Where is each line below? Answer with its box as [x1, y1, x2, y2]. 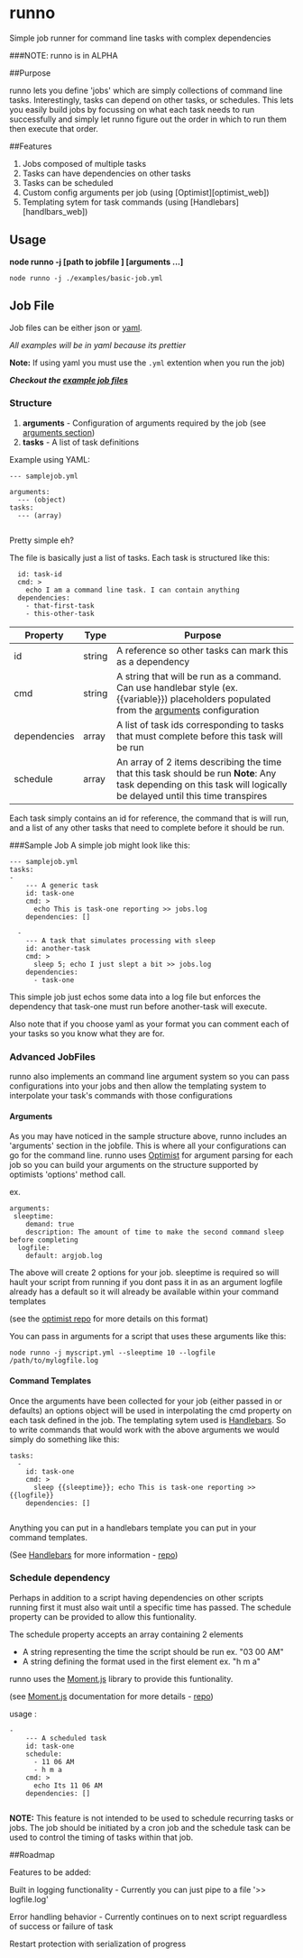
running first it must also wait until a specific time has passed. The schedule [9, 1602, 291, 1613]
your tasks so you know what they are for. [9, 1027, 165, 1039]
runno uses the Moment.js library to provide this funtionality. [9, 1673, 234, 1684]
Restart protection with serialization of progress [9, 1938, 187, 1949]
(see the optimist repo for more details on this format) [9, 1313, 209, 1324]
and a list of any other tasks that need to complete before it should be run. [9, 822, 286, 832]
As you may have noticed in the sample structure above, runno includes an [9, 1131, 287, 1142]
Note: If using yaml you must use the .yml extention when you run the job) [9, 357, 286, 368]
